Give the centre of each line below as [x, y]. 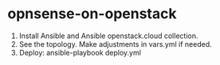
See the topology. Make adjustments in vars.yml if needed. [115, 44]
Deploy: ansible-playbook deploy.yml [80, 52]
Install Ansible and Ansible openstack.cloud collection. [108, 36]
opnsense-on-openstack [92, 14]
